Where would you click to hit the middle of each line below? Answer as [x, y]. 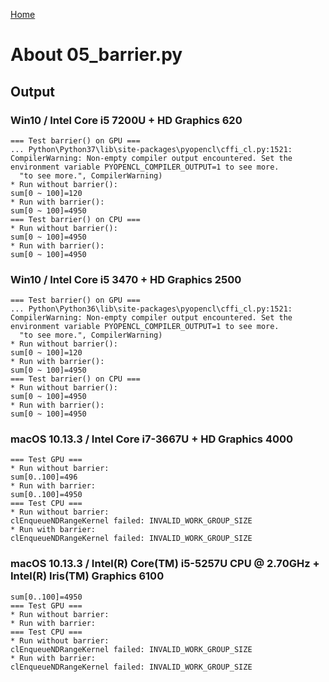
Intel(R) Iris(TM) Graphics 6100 [87, 576]
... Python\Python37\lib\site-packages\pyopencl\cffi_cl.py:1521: [151, 149]
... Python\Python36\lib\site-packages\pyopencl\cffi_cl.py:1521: [151, 309]
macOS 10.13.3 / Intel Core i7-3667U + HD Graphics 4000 [152, 439]
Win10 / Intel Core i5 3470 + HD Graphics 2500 [126, 279]
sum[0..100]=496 [44, 477]
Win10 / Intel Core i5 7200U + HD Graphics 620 [126, 120]
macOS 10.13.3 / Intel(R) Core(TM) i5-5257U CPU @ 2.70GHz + [165, 564]
